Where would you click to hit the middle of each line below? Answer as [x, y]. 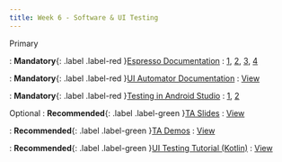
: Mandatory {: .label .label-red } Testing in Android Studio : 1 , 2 [124, 95]
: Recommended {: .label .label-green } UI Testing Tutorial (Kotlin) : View [141, 148]
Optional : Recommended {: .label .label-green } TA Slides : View [127, 112]
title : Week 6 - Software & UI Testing [84, 18]
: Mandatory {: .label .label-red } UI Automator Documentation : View [135, 78]
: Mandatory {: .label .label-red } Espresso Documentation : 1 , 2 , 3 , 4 [134, 60]
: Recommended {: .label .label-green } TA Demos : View [112, 130]
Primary [24, 43]
